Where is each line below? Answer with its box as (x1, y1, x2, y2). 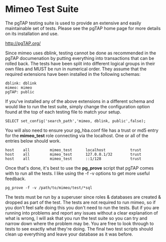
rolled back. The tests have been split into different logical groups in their (5, 60, 156, 66)
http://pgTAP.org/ (5, 40, 41, 46)
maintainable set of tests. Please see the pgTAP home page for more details (5, 25, 161, 31)
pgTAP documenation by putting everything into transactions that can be (5, 55, 155, 61)
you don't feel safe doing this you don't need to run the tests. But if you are (5, 205, 160, 211)
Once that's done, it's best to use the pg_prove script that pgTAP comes (5, 165, 154, 171)
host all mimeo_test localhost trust (5, 147, 142, 153)
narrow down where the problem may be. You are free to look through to (5, 221, 154, 227)
